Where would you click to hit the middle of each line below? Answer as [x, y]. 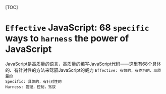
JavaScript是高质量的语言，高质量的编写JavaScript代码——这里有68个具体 [83, 64]
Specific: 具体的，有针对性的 [34, 81]
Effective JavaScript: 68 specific [77, 28]
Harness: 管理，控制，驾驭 [31, 87]
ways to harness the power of [67, 39]
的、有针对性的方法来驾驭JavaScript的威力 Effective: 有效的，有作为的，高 [81, 70]
